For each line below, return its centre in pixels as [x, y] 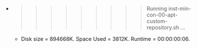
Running [157, 9]
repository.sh [163, 27]
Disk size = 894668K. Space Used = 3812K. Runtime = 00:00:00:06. [105, 39]
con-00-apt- [162, 15]
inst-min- [180, 9]
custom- [157, 21]
